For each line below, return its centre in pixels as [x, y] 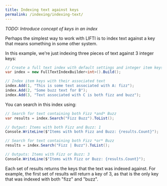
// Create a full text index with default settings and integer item [79, 68]
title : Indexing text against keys [42, 10]
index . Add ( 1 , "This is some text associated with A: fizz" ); [70, 86]
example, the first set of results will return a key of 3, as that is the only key [82, 174]
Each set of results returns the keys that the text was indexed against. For [80, 168]
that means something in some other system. [51, 43]
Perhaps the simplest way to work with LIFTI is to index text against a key [80, 38]
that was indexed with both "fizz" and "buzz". [52, 179]
